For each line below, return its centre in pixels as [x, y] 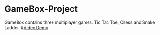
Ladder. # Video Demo [27, 27]
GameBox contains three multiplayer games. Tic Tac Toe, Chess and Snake [80, 22]
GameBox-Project [41, 9]
